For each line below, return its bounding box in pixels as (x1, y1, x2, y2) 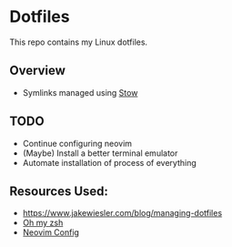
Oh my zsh (22, 217, 64, 229)
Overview (9, 63, 66, 78)
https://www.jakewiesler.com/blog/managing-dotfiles (22, 208, 223, 219)
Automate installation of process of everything (22, 157, 197, 168)
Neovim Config (22, 227, 80, 238)
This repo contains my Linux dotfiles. (9, 36, 148, 47)
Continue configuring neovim (22, 138, 133, 149)
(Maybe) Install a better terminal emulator (22, 148, 178, 159)
